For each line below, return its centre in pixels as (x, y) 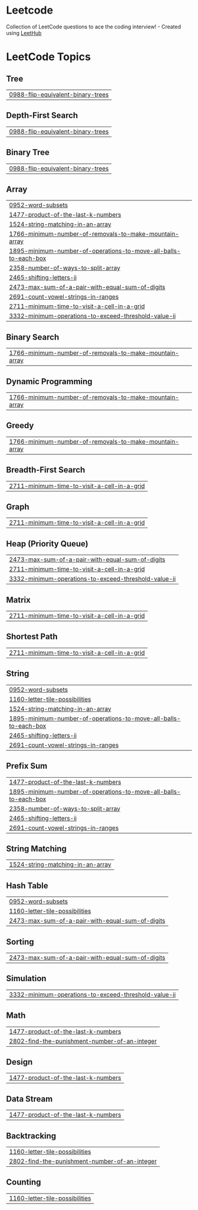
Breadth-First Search (46, 470)
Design (19, 1062)
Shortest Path (32, 637)
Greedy (20, 426)
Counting (24, 1182)
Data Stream (29, 1099)
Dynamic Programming (49, 381)
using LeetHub (24, 33)
